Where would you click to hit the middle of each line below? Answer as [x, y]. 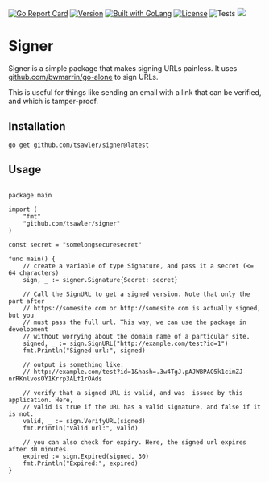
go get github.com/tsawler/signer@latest [79, 145]
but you [21, 315]
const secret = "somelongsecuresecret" [75, 245]
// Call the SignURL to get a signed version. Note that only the [137, 294]
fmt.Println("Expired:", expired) [81, 463]
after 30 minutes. [39, 449]
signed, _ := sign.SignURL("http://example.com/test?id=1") [126, 343]
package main [30, 195]
